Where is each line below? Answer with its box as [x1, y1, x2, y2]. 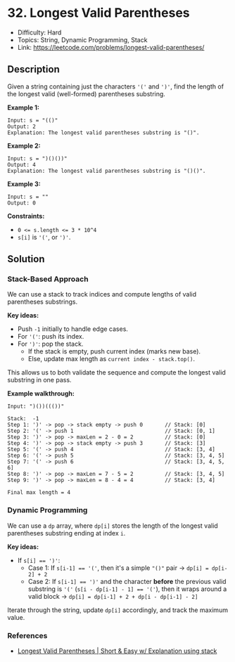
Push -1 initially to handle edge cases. [17, 325, 129, 333]
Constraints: [7, 212, 45, 220]
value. [7, 613, 25, 621]
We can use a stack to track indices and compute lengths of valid [7, 290, 197, 299]
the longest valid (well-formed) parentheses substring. [7, 89, 165, 98]
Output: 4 [7, 161, 37, 168]
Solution [7, 253, 45, 265]
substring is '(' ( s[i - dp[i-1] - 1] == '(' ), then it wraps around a [27, 585, 227, 593]
